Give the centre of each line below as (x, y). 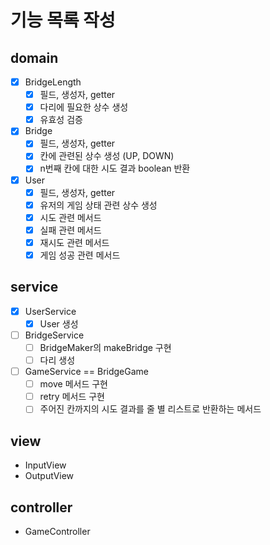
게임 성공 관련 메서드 (80, 255)
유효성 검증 (61, 120)
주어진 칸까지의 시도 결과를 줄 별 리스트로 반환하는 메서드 (150, 409)
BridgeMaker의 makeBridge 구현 (105, 347)
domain (34, 57)
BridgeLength (53, 82)
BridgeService (54, 335)
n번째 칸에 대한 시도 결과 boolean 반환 (115, 168)
